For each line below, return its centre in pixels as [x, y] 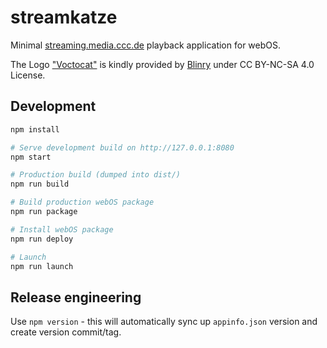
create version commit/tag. [66, 332]
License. [28, 75]
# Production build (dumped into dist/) [96, 175]
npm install [35, 129]
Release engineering [76, 297]
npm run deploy [42, 239]
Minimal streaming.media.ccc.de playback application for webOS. [145, 45]
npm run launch [42, 266]
